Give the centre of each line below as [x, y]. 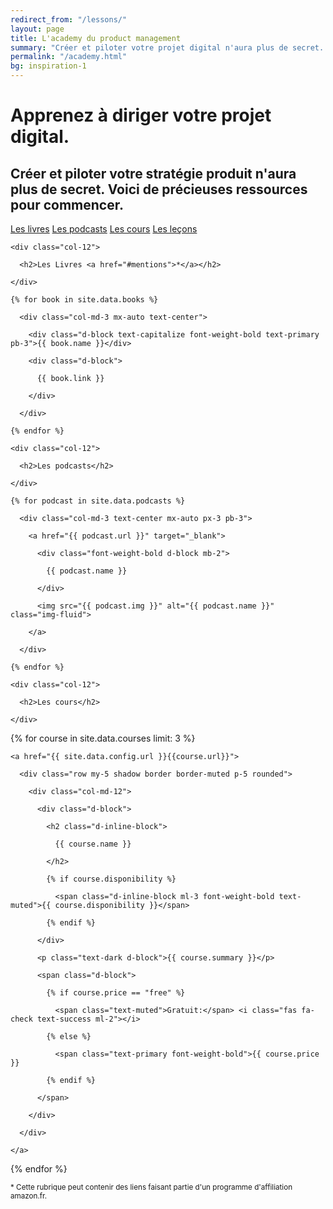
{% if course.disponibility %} [111, 879]
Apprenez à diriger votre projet [141, 115]
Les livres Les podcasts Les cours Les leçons [104, 229]
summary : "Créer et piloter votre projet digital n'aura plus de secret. [167, 47]
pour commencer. [67, 204]
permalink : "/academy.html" [69, 57]
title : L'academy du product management [96, 38]
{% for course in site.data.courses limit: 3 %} [103, 738]
